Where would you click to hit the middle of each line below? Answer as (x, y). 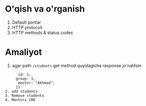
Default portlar (26, 22)
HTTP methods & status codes (43, 32)
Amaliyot (23, 52)
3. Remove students (25, 95)
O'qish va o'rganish (45, 9)
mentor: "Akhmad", (36, 83)
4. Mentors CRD (20, 100)
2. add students (21, 91)
